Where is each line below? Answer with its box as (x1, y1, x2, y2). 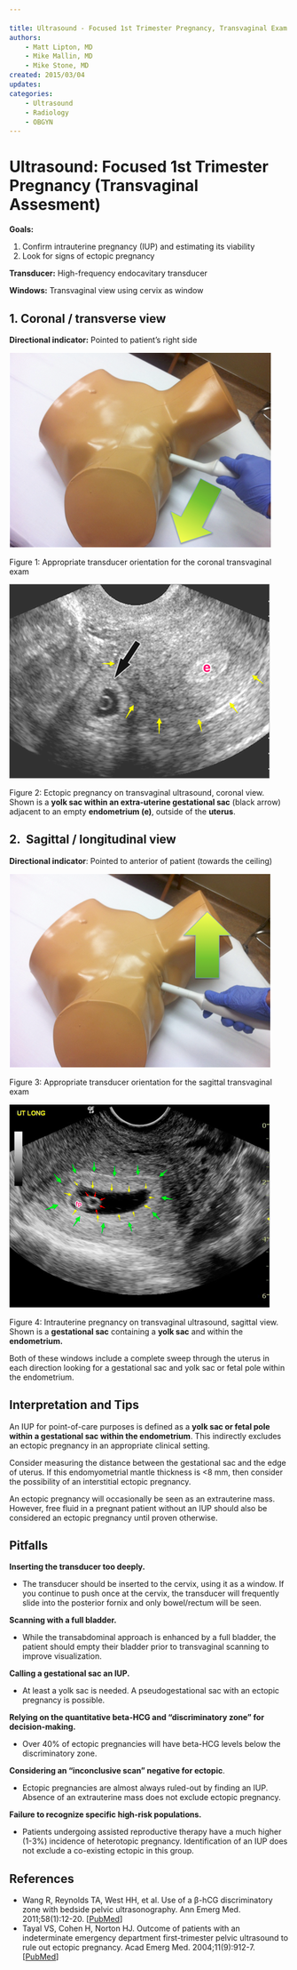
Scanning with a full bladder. (9, 1614, 117, 1626)
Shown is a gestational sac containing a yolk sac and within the (9, 1325, 244, 1337)
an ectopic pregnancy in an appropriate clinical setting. (9, 1440, 210, 1451)
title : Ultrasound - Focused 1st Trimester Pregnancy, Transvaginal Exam (9, 23, 288, 33)
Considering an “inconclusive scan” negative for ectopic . (9, 1766, 225, 1776)
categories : (9, 89, 53, 98)
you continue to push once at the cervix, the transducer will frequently (21, 1588, 279, 1599)
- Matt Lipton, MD (25, 43, 93, 52)
